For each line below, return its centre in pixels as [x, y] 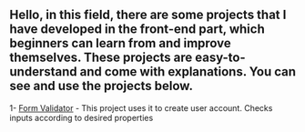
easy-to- [220, 58]
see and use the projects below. [102, 86]
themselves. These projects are [101, 58]
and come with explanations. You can [188, 72]
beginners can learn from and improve [121, 43]
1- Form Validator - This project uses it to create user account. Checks [141, 107]
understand [43, 72]
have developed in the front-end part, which [137, 30]
